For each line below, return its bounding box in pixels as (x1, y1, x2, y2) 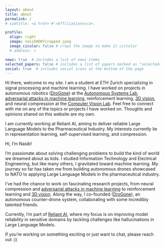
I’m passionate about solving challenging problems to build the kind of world (5, 150, 160, 156)
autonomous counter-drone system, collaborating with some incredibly (5, 197, 149, 203)
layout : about (5, 7, 34, 12)
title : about (5, 12, 32, 17)
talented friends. (5, 202, 38, 208)
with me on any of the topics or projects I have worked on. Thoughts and (5, 106, 152, 112)
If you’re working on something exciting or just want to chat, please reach (5, 231, 154, 237)
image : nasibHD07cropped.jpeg (9, 39, 71, 44)
